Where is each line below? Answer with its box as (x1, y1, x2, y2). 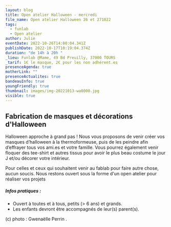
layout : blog (5, 7, 33, 13)
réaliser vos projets (5, 176, 46, 182)
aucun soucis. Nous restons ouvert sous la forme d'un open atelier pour (5, 171, 157, 177)
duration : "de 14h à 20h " (5, 50, 63, 55)
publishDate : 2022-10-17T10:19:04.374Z (5, 46, 91, 51)
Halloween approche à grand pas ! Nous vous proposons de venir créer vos (5, 133, 165, 140)
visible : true (5, 93, 36, 98)
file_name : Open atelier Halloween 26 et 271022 (5, 17, 111, 22)
